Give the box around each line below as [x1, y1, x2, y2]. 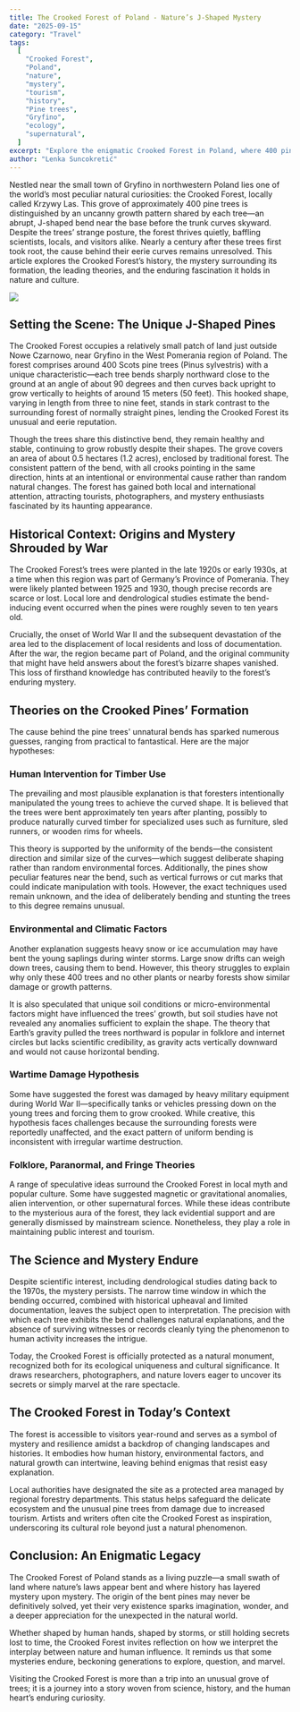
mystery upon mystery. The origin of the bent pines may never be [9, 1590, 251, 1602]
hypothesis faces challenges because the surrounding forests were [9, 1117, 257, 1128]
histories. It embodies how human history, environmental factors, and [9, 1447, 264, 1459]
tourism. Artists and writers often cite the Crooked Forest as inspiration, [9, 1512, 272, 1523]
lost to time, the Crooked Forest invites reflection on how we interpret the [9, 1637, 279, 1648]
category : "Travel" [9, 30, 82, 38]
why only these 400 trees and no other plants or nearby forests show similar [9, 972, 290, 983]
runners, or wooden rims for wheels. [9, 826, 144, 837]
